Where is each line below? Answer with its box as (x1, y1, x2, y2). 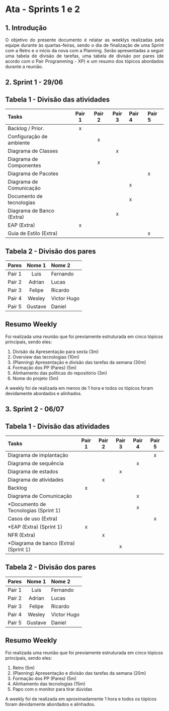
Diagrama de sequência (8, 460, 64, 467)
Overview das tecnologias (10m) (12, 353, 79, 360)
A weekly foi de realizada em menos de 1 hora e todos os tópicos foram (5, 385, 153, 391)
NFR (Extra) (8, 531, 36, 539)
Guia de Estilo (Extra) (8, 230, 58, 237)
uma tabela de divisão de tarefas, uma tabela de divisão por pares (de (5, 53, 164, 59)
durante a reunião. (5, 64, 44, 69)
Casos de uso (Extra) (8, 515, 58, 522)
